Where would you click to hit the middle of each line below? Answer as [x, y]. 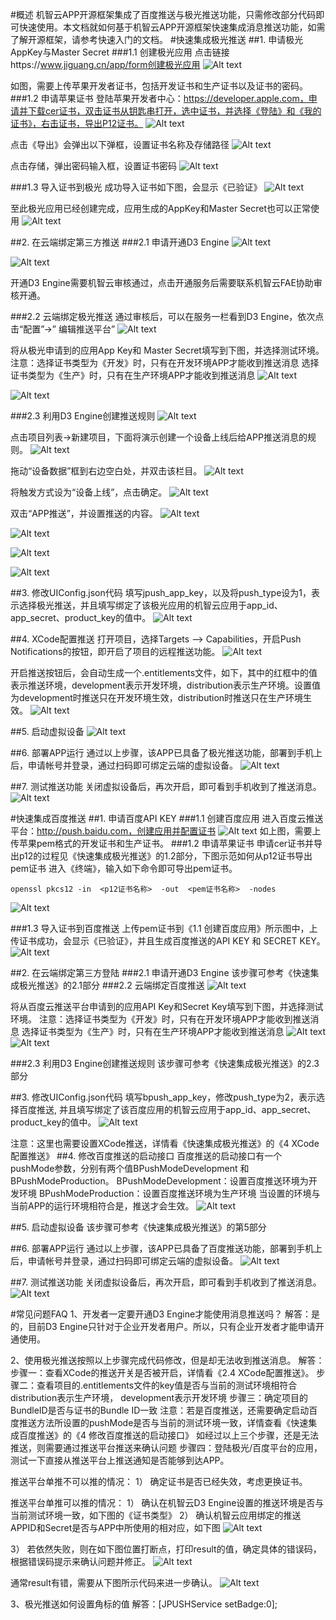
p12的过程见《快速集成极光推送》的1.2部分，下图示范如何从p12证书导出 [165, 856]
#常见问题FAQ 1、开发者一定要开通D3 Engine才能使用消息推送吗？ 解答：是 [165, 1314]
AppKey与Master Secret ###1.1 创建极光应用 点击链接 [120, 52]
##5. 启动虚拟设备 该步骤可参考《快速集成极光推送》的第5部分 [138, 1227]
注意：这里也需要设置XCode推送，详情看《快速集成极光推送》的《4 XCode [165, 1143]
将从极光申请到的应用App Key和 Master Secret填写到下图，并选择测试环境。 [167, 350]
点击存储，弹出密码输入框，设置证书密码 [93, 166]
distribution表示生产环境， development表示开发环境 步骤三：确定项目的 [159, 1397]
